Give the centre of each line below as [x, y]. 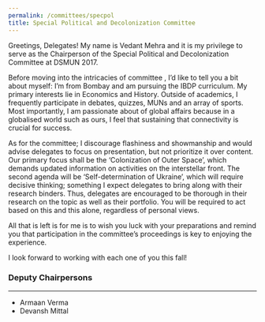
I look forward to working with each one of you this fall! [98, 257]
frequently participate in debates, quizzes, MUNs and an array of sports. [126, 103]
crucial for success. [40, 128]
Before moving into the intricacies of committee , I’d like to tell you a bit [123, 77]
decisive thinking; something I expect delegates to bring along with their [125, 185]
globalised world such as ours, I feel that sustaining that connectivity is [123, 119]
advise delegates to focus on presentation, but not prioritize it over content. [131, 152]
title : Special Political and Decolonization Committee [102, 23]
